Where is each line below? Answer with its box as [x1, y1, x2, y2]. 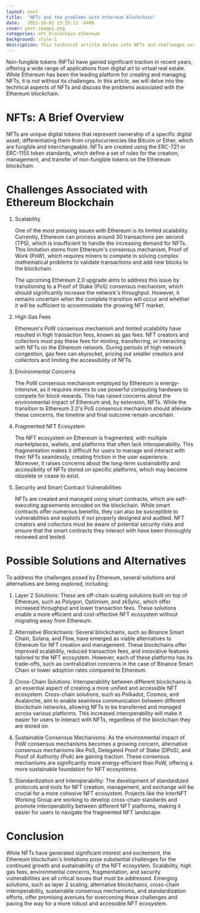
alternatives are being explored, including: [6, 580, 110, 587]
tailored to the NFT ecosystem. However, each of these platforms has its [14, 653, 192, 661]
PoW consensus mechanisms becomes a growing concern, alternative [14, 740, 187, 747]
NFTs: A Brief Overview [6, 111, 124, 124]
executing [14, 501, 40, 509]
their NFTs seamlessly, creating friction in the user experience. [14, 453, 169, 460]
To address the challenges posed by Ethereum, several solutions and [6, 574, 176, 581]
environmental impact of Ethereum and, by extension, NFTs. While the [14, 398, 186, 406]
